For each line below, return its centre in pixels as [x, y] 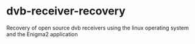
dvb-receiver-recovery [66, 11]
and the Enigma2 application [42, 34]
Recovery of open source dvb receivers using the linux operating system [97, 28]
